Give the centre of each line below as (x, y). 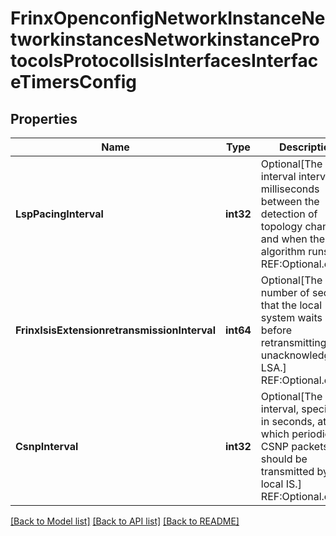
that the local (291, 305)
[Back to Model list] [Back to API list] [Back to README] (125, 521)
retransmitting (293, 342)
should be (284, 459)
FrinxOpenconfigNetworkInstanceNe (168, 18)
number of (285, 292)
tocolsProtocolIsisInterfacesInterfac (164, 61)
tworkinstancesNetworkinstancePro (165, 39)
